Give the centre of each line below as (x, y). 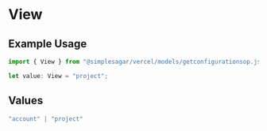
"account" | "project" (46, 119)
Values (26, 101)
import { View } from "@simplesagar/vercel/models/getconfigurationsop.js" (136, 62)
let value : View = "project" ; (58, 76)
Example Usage (48, 44)
